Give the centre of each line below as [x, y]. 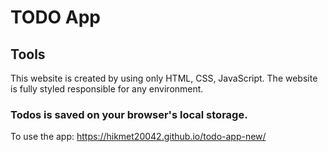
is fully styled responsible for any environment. [107, 89]
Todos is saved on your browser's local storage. [129, 114]
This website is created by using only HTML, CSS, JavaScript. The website [164, 78]
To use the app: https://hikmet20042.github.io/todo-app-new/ [138, 137]
